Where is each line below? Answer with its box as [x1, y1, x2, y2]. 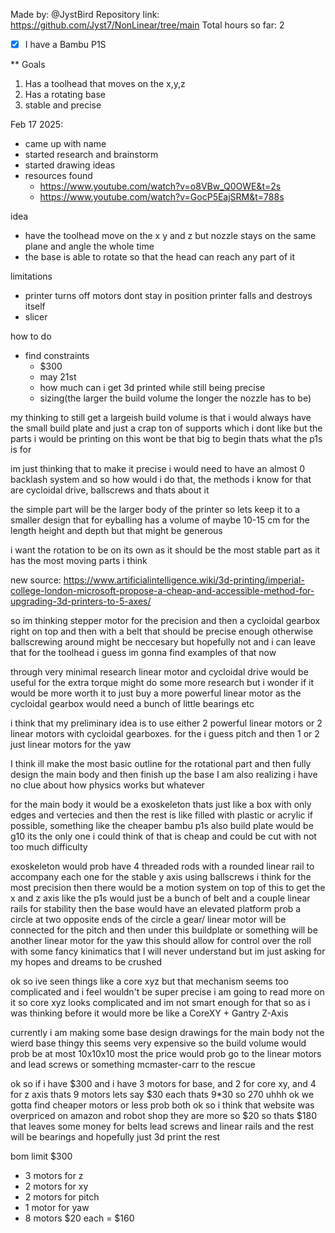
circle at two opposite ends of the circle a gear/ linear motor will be [10, 914, 287, 926]
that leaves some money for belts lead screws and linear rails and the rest [10, 1120, 315, 1133]
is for [10, 444, 32, 456]
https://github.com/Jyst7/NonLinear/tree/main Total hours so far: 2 [10, 19, 285, 31]
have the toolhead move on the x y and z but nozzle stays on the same [24, 230, 317, 242]
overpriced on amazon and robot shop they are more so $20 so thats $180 [10, 1110, 317, 1122]
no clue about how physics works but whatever [10, 779, 205, 791]
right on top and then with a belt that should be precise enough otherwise [10, 625, 314, 638]
